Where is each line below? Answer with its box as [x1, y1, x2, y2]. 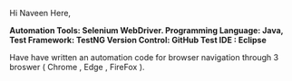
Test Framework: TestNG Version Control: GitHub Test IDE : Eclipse [9, 35, 268, 45]
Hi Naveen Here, [9, 8, 71, 18]
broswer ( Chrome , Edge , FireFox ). [9, 62, 145, 72]
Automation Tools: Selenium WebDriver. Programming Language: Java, [9, 25, 284, 35]
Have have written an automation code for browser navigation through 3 [9, 52, 279, 62]
